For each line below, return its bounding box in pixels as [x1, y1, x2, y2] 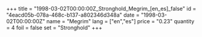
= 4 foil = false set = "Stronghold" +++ [6, 24, 103, 31]
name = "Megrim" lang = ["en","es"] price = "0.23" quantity [46, 18, 195, 24]
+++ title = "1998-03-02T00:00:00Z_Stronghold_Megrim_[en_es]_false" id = [6, 5, 197, 12]
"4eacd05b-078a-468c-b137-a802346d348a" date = [6, 11, 140, 18]
